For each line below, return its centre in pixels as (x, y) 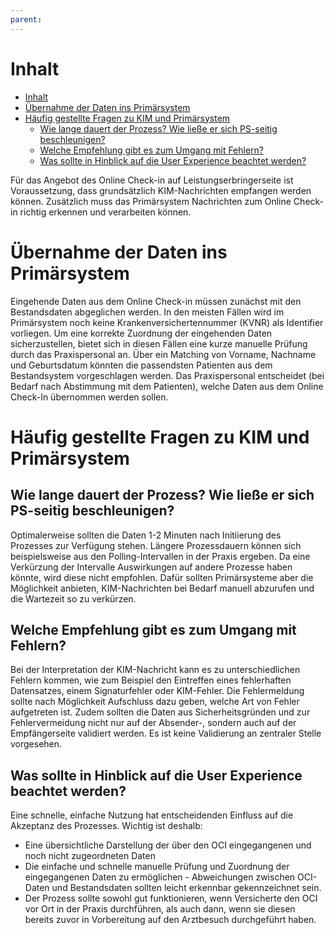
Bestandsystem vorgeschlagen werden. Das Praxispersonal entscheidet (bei (167, 375)
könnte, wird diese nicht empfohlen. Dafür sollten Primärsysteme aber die (162, 577)
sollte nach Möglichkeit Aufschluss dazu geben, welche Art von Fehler (155, 702)
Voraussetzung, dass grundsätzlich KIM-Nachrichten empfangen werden (161, 190)
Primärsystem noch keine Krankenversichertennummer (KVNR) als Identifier (167, 322)
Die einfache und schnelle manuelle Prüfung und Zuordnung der (157, 867)
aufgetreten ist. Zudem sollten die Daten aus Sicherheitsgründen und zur (160, 712)
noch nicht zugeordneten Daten (90, 856)
